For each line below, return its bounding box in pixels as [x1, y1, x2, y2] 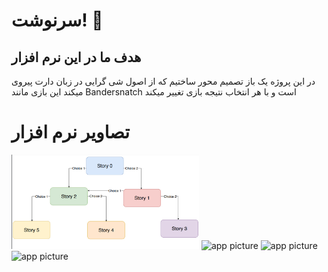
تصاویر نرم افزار [11, 121, 131, 144]
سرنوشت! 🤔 [11, 9, 104, 32]
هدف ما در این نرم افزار [11, 49, 142, 66]
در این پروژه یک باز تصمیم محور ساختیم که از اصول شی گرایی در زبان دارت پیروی [11, 75, 316, 87]
